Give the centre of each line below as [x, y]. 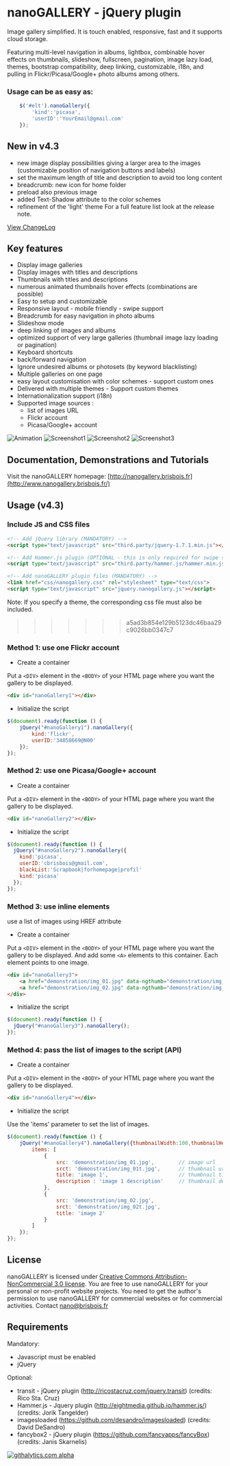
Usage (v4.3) [36, 505]
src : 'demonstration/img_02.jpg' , [105, 1200]
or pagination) [37, 345]
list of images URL [53, 410]
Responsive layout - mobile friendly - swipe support [90, 309]
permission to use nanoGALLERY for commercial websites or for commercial [115, 1298]
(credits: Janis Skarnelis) [52, 1441]
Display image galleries [50, 265]
